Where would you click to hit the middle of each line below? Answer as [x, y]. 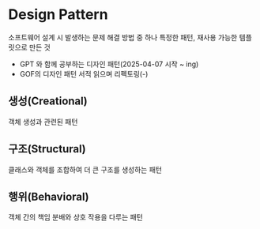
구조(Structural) [47, 149]
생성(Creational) [48, 101]
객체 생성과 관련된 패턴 [43, 122]
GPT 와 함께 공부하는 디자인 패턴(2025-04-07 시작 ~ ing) [109, 64]
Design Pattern [58, 15]
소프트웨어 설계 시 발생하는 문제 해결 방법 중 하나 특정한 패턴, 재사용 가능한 [123, 37]
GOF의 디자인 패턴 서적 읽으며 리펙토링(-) [84, 73]
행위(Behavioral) [49, 196]
